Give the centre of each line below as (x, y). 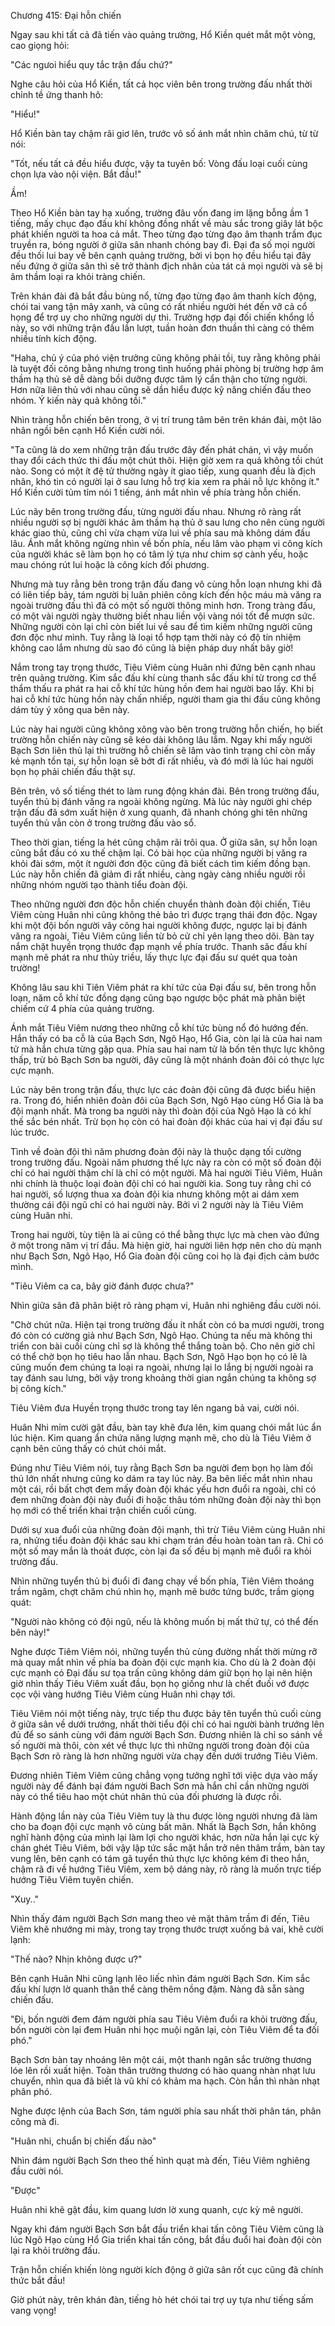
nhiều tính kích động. (53, 338)
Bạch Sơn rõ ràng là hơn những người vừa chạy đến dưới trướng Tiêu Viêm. (164, 1756)
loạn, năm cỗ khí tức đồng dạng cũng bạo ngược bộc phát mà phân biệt (158, 998)
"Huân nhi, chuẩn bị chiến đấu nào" (83, 2141)
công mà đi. (35, 2121)
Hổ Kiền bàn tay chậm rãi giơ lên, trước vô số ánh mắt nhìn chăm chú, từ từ (164, 133)
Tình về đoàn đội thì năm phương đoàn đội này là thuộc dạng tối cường (156, 1151)
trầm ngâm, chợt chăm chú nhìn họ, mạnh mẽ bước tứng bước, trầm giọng (162, 1591)
